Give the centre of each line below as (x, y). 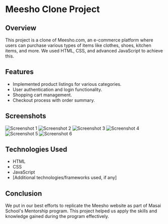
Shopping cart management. (42, 95)
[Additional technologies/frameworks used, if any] (65, 178)
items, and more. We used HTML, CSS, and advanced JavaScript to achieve (84, 51)
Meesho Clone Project (52, 9)
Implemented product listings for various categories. (67, 84)
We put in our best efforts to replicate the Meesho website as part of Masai (83, 206)
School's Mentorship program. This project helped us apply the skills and (81, 211)
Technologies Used (36, 150)
